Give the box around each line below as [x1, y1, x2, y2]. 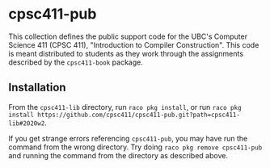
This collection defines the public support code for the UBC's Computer [8, 31, 248, 41]
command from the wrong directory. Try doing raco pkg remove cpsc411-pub [8, 142, 263, 152]
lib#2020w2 [8, 119, 45, 128]
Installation [8, 81, 66, 94]
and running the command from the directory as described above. [8, 150, 229, 160]
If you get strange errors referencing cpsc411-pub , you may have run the [8, 133, 248, 143]
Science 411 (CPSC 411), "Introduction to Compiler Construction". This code [8, 40, 259, 49]
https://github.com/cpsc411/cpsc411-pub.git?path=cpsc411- [37, 111, 241, 119]
